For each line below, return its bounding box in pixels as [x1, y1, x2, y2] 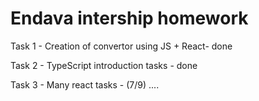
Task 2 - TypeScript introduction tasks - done [10, 59, 198, 71]
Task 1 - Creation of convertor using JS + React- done [10, 40, 233, 52]
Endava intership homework [10, 7, 249, 30]
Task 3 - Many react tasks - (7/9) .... [10, 78, 160, 91]
